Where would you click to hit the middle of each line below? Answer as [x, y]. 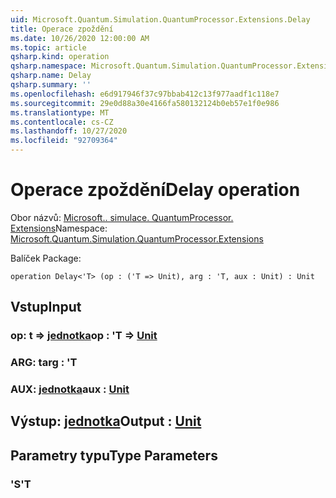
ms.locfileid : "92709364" [64, 141]
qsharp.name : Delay [51, 76]
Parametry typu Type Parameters [114, 455]
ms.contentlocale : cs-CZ [62, 122]
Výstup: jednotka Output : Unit [106, 421]
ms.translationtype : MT [60, 112]
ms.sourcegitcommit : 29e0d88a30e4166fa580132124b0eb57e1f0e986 [145, 103]
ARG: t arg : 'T [44, 363]
